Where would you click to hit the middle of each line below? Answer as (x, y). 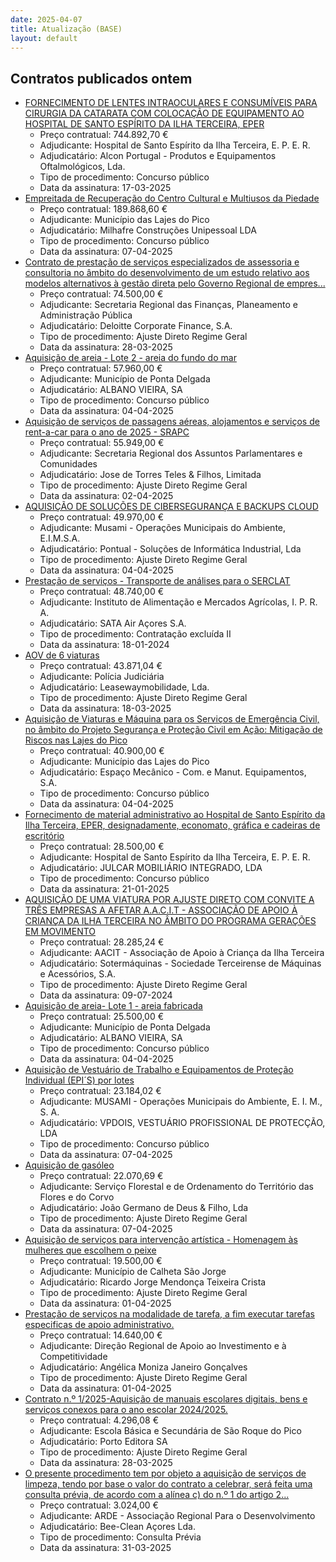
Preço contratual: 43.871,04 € (101, 666)
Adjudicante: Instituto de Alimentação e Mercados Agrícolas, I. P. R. (178, 602)
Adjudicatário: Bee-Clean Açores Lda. (117, 1527)
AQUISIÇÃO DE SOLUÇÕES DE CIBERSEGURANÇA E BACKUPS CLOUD (171, 507)
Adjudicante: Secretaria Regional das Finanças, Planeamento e (168, 305)
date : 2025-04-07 (46, 19)
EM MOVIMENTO (60, 932)
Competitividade (73, 1357)
